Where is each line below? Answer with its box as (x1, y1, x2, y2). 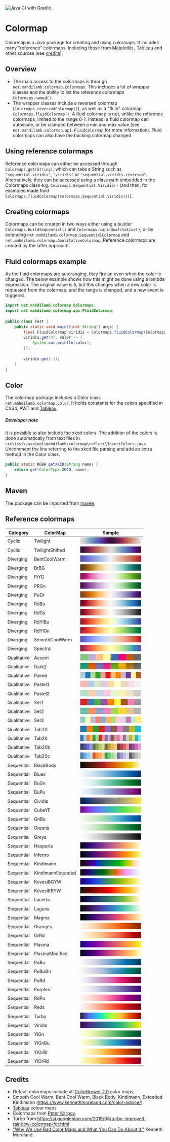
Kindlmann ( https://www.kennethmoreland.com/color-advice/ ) (12, 1099, 143, 1105)
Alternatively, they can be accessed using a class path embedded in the (5, 177, 155, 183)
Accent (33, 655, 49, 661)
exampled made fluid (5, 187, 49, 193)
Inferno (33, 852, 49, 858)
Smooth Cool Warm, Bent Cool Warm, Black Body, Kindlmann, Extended (12, 1094, 163, 1100)
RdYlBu (33, 618, 50, 625)
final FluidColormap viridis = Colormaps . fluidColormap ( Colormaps (23, 330, 166, 335)
